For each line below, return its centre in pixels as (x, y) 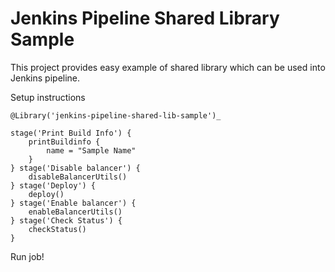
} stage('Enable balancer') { (73, 203)
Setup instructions (48, 97)
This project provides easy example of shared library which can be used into (168, 67)
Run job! (27, 256)
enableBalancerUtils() (75, 212)
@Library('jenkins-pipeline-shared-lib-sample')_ (116, 115)
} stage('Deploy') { (53, 185)
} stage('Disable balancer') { (75, 168)
